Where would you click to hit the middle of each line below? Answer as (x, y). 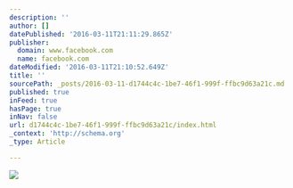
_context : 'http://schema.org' (67, 134)
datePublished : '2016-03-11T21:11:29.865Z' (91, 34)
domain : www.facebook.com (65, 51)
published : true (39, 92)
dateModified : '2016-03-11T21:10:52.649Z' (89, 68)
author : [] (29, 26)
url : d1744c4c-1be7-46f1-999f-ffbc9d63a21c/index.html (113, 126)
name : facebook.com (53, 59)
